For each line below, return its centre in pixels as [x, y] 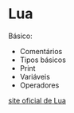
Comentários [41, 51]
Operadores [39, 85]
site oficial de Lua [37, 100]
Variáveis [35, 76]
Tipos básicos [43, 60]
